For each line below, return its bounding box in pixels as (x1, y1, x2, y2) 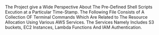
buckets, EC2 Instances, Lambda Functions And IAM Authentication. (5, 24, 142, 30)
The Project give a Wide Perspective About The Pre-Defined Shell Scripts (5, 4, 153, 10)
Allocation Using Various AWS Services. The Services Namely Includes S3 (5, 19, 155, 25)
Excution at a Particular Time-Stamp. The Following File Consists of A (5, 9, 145, 15)
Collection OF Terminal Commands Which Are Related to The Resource (5, 14, 148, 20)
